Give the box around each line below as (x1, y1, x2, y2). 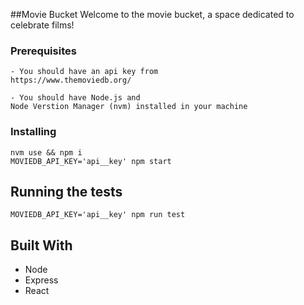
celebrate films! (10, 19, 75, 31)
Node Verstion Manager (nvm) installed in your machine (10, 102, 248, 112)
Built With (10, 237, 73, 254)
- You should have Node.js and (10, 93, 141, 103)
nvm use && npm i (10, 147, 83, 158)
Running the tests (10, 183, 123, 200)
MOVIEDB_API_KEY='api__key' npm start (10, 156, 172, 166)
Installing (10, 125, 57, 139)
